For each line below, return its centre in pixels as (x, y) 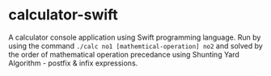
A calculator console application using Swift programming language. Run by (135, 37)
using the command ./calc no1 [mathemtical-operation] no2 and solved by (135, 45)
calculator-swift (64, 15)
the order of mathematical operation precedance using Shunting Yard (124, 54)
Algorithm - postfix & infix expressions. (73, 63)
